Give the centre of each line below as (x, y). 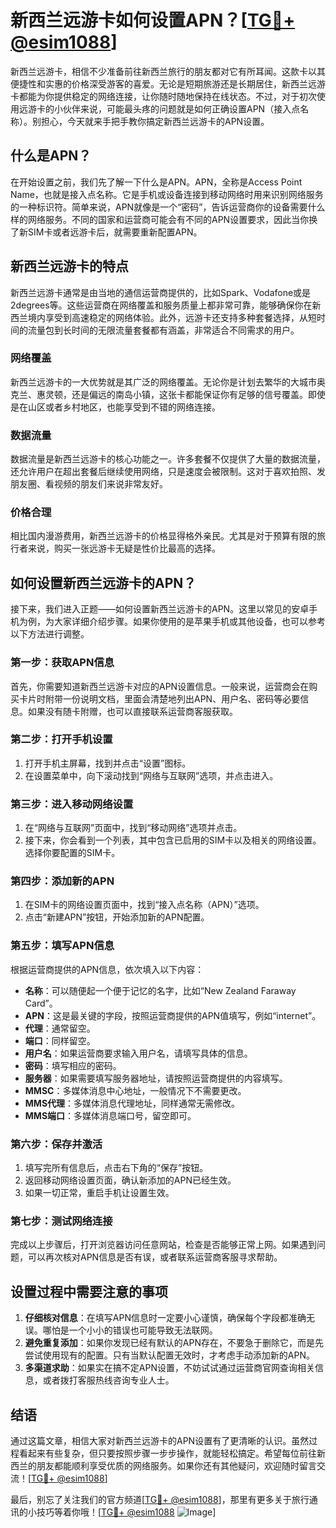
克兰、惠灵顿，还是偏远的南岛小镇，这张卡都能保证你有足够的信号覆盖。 (159, 394)
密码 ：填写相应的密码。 (73, 1065)
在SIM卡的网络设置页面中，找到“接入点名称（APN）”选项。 (144, 905)
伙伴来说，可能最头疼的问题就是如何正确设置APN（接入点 (181, 108)
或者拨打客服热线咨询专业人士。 (108, 1380)
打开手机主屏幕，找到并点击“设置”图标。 (108, 763)
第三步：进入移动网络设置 (72, 804)
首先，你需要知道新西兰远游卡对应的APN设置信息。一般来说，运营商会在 (160, 686)
